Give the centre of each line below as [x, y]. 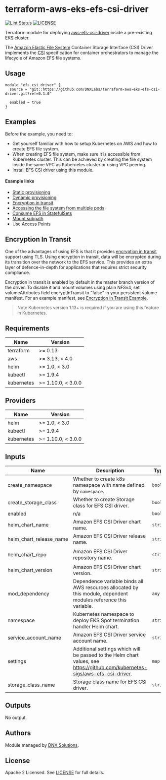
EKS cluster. [17, 38]
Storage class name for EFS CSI [110, 682]
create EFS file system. [36, 149]
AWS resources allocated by [106, 587]
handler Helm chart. [96, 627]
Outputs [18, 706]
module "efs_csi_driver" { [33, 85]
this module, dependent [101, 594]
